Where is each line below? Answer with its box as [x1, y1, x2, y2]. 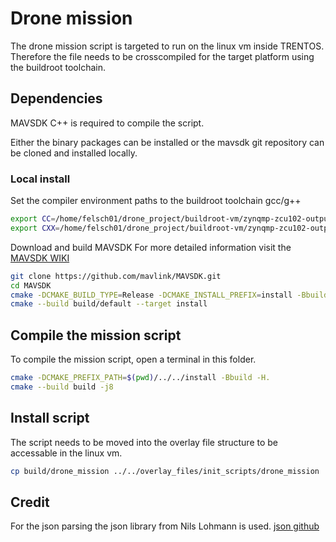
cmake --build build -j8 [10, 382, 114, 392]
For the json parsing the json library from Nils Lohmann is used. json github [10, 520, 320, 532]
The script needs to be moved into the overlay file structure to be [10, 436, 278, 448]
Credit [10, 493, 50, 511]
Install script [10, 410, 90, 427]
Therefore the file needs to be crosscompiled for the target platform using [10, 50, 315, 62]
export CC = [10, 214, 56, 224]
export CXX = [10, 223, 60, 233]
